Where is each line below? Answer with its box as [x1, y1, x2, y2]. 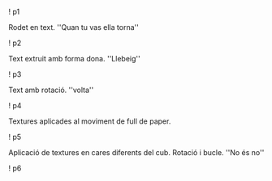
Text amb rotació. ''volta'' [8, 85, 94, 95]
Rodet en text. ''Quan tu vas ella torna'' [8, 23, 140, 32]
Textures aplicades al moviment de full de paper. [8, 116, 171, 126]
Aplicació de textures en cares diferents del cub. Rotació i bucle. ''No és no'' [8, 148, 265, 157]
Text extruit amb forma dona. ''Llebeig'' [8, 54, 140, 63]
